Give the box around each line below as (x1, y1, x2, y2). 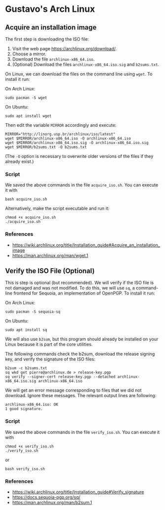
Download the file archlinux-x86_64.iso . (12, 56, 95, 62)
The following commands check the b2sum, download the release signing (5, 351, 155, 357)
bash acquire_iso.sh (5, 197, 48, 202)
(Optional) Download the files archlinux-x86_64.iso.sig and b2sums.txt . (12, 62, 159, 67)
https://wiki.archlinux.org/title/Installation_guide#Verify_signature (12, 489, 144, 495)
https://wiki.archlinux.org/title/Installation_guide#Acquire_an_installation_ (12, 242, 160, 248)
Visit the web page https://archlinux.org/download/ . (12, 46, 117, 51)
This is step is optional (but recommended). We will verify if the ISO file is (5, 280, 154, 286)
